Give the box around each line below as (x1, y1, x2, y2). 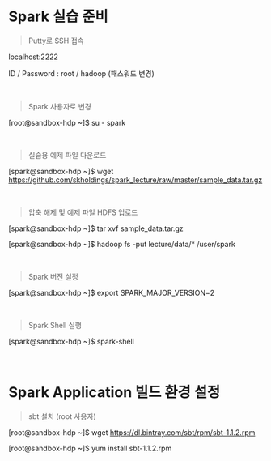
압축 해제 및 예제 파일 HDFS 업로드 (28, 207, 138, 217)
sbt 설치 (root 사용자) (28, 411, 97, 421)
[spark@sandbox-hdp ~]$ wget (8, 166, 114, 176)
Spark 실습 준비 (8, 7, 108, 26)
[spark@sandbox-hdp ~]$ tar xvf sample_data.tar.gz (8, 224, 184, 233)
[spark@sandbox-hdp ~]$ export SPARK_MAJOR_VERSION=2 (8, 288, 215, 297)
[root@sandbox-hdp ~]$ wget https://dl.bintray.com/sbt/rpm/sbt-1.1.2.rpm (8, 427, 256, 438)
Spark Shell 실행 (28, 320, 83, 330)
